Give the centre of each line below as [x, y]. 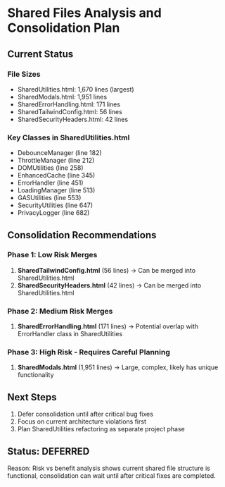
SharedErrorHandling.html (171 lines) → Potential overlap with [108, 326]
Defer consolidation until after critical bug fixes [85, 414]
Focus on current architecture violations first [82, 421]
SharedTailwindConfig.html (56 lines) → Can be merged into [106, 270]
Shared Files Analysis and [84, 13]
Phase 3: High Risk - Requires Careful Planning [89, 352]
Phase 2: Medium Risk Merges [60, 311]
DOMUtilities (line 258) [50, 168]
